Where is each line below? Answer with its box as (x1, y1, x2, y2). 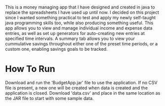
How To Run (5, 64, 55, 74)
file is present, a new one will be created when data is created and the (5, 85, 148, 91)
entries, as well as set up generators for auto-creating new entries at (5, 31, 145, 36)
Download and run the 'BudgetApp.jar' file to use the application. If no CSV (5, 79, 158, 85)
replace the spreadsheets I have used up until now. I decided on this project (5, 9, 160, 15)
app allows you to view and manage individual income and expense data (5, 25, 153, 31)
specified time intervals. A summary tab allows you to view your (5, 35, 135, 41)
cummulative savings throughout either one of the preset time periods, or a (5, 41, 158, 46)
